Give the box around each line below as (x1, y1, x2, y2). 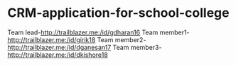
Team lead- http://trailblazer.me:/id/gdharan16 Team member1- (7, 28, 190, 37)
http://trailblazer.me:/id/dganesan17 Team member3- (7, 43, 162, 51)
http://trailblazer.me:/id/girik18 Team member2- (7, 35, 146, 44)
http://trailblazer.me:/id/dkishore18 (7, 51, 108, 59)
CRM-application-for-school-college (7, 5, 230, 21)
